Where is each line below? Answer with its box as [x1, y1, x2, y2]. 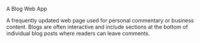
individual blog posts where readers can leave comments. [6, 30, 150, 37]
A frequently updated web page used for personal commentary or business [6, 17, 195, 24]
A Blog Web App [6, 5, 47, 12]
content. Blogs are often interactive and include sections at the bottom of [6, 24, 189, 30]
